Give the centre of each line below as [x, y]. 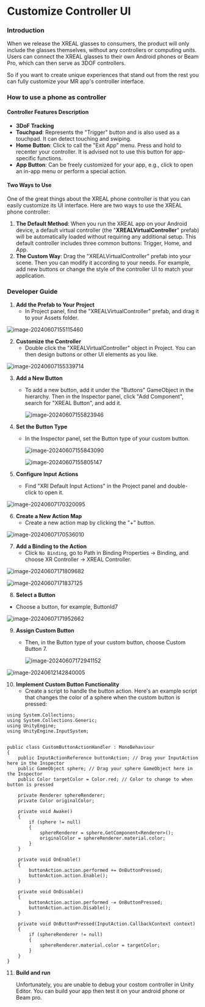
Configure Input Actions [47, 474]
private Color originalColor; [56, 801]
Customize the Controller [49, 341]
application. [31, 275]
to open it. [51, 492]
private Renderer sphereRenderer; [62, 796]
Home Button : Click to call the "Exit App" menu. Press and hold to [99, 145]
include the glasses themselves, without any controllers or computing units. [102, 50]
